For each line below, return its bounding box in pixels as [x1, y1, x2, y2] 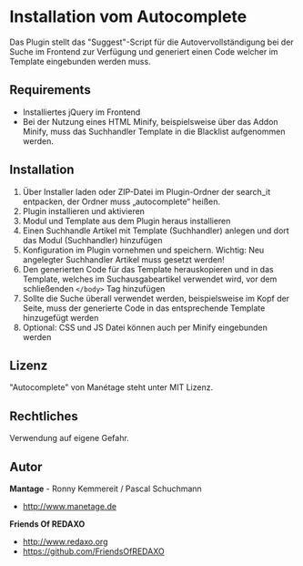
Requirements [9, 82, 91, 98]
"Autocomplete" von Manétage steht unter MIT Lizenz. [9, 382, 214, 393]
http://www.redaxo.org [22, 536, 108, 547]
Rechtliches [9, 408, 79, 424]
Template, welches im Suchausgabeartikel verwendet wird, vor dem [22, 273, 278, 284]
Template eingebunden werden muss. [9, 56, 152, 67]
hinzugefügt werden [22, 312, 99, 323]
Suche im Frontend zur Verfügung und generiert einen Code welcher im [9, 46, 278, 57]
